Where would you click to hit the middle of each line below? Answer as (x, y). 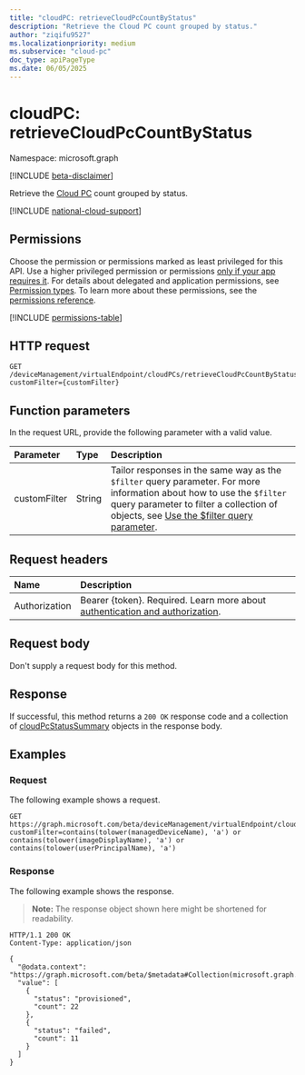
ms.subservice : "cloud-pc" (60, 52)
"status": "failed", (72, 1030)
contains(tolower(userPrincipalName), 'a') (93, 849)
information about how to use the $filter (199, 493)
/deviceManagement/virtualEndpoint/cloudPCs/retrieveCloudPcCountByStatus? (156, 375)
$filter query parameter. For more (185, 482)
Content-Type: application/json (70, 943)
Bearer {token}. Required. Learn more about (173, 601)
